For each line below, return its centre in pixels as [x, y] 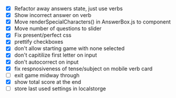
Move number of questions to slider [58, 28]
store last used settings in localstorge [60, 89]
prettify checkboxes [39, 42]
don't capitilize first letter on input [56, 55]
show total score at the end [48, 81]
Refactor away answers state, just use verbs [68, 9]
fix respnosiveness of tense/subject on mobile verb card [83, 68]
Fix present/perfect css [43, 35]
